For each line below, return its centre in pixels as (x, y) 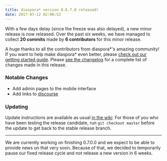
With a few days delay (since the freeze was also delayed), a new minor (79, 28)
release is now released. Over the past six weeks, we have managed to (78, 34)
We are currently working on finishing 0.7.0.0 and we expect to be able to (80, 143)
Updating (17, 107)
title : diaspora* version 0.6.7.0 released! (52, 10)
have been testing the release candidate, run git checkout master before (80, 123)
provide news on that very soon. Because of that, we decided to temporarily (83, 148)
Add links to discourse (35, 94)
